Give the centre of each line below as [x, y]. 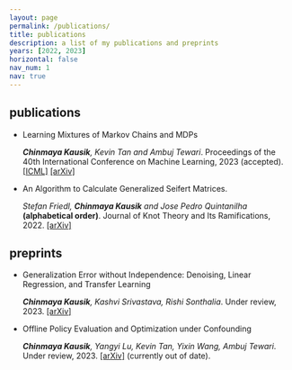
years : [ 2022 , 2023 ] [48, 51]
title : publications [48, 34]
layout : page [34, 18]
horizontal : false [44, 59]
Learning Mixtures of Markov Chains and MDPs [110, 134]
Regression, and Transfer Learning [86, 284]
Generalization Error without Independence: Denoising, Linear [137, 275]
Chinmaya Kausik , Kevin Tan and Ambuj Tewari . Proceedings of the [149, 152]
